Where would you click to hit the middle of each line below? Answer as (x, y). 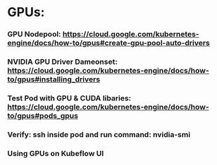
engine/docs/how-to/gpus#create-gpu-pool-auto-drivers (108, 43)
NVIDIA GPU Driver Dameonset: (62, 62)
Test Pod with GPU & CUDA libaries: (69, 98)
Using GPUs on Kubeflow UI (56, 153)
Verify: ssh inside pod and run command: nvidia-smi (99, 134)
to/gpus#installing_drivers (54, 79)
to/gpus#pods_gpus (43, 115)
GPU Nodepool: (34, 34)
